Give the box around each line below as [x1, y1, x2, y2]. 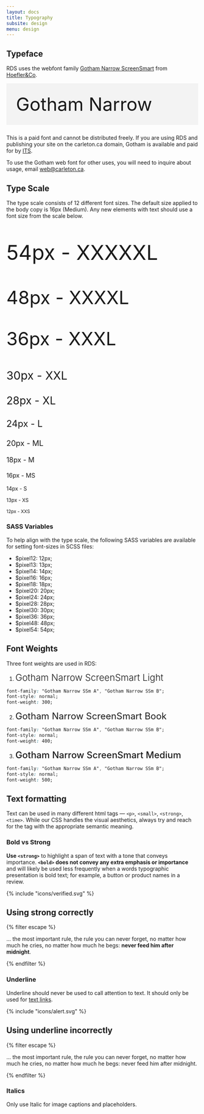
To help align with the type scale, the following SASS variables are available [6, 536, 196, 544]
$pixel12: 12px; [15, 555, 53, 562]
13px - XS [6, 497, 29, 504]
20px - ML [6, 439, 44, 448]
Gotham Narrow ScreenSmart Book [15, 710, 167, 722]
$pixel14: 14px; [15, 567, 53, 575]
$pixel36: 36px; [15, 613, 55, 620]
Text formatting [6, 794, 67, 804]
